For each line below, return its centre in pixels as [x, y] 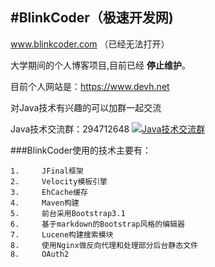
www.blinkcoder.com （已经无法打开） [90, 44]
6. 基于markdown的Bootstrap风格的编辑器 [97, 224]
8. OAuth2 [40, 254]
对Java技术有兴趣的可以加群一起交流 [86, 107]
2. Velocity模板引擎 [59, 181]
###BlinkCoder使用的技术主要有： [81, 150]
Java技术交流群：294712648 [70, 129]
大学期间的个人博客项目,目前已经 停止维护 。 [100, 65]
